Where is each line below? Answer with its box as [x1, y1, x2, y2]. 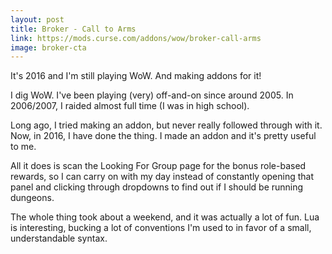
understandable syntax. [10, 232, 108, 245]
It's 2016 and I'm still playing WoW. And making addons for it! [10, 70, 262, 82]
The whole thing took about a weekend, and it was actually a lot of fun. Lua [10, 211, 320, 223]
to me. [10, 141, 37, 153]
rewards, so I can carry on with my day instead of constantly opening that [10, 171, 315, 183]
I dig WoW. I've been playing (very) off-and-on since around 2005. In [10, 89, 294, 101]
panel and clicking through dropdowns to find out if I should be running [10, 181, 304, 193]
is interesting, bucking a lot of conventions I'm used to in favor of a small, [10, 222, 312, 234]
